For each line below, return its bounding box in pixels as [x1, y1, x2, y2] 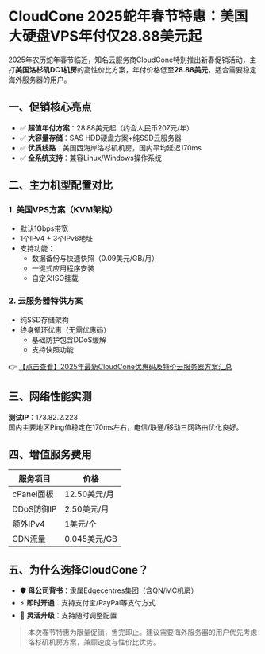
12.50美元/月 [64, 489, 115, 500]
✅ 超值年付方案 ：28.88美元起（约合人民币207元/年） [19, 123, 194, 132]
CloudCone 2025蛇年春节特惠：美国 [8, 7, 248, 25]
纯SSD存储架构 [19, 315, 69, 325]
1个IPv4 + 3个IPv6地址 [19, 234, 94, 243]
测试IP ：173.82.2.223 [8, 412, 78, 422]
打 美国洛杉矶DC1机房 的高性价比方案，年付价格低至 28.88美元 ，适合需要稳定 [8, 64, 257, 74]
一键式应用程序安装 [31, 263, 95, 273]
